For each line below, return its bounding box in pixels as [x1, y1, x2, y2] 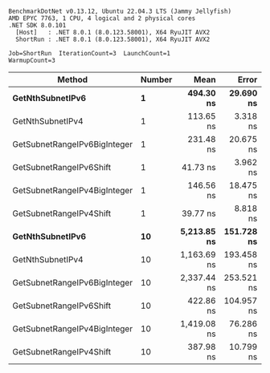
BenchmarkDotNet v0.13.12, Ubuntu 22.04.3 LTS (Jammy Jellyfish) [8, 7, 231, 15]
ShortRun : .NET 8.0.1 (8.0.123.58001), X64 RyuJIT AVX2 [15, 35, 211, 43]
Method [57, 74, 88, 85]
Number [140, 74, 173, 85]
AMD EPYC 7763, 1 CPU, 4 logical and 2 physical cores [8, 14, 196, 22]
